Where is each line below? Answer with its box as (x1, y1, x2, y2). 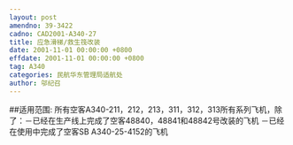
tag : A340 (9, 63, 46, 72)
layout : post (9, 12, 58, 22)
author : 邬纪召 (9, 79, 61, 88)
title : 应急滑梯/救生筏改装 (9, 37, 101, 47)
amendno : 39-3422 (9, 21, 73, 30)
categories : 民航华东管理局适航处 (9, 71, 123, 80)
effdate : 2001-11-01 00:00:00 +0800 (9, 54, 144, 63)
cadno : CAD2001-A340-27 (9, 29, 97, 38)
